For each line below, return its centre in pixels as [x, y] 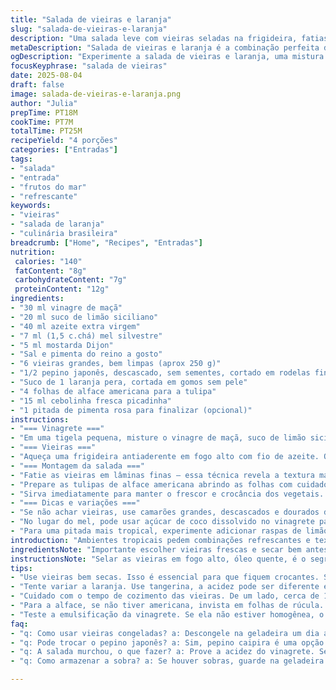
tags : [21, 159]
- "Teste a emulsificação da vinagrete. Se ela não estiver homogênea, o [167, 614]
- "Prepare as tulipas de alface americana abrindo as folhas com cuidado [169, 484]
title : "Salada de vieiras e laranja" [91, 19]
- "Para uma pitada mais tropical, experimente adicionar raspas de [156, 531]
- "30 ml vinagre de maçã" [66, 308]
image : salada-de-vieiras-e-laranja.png [96, 94]
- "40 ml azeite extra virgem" [75, 326]
